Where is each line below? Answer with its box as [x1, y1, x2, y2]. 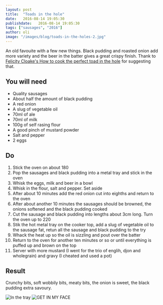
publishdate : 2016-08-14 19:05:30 [5, 21, 80, 26]
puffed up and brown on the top [12, 242, 77, 248]
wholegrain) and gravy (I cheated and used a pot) [12, 253, 112, 259]
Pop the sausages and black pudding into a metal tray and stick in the [12, 170, 152, 175]
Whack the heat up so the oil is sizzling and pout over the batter [12, 232, 141, 238]
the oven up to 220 [12, 216, 51, 222]
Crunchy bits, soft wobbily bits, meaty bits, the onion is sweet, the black [5, 280, 150, 286]
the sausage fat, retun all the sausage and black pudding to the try [12, 227, 146, 233]
